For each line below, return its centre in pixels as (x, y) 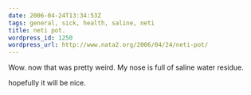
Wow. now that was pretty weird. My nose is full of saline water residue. (126, 67)
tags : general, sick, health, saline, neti (82, 23)
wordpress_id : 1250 (41, 38)
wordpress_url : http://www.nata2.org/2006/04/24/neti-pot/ (108, 45)
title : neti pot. (37, 30)
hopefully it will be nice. (47, 83)
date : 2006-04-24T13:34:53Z (55, 15)
